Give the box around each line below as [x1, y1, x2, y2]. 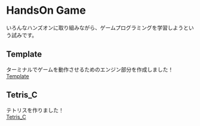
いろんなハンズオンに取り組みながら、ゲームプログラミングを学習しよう [6, 24, 184, 31]
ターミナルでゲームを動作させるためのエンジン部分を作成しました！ [6, 66, 174, 73]
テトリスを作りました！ [6, 106, 64, 113]
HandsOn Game [6, 4, 87, 17]
